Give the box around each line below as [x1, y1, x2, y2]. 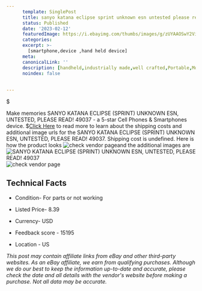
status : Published [22, 20, 69, 26]
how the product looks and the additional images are [6, 142, 191, 149]
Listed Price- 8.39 [14, 206, 60, 213]
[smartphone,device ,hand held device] [28, 48, 128, 54]
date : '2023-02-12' [22, 25, 71, 32]
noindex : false [22, 70, 61, 76]
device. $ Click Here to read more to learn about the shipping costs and [6, 123, 182, 129]
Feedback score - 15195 [14, 229, 75, 236]
